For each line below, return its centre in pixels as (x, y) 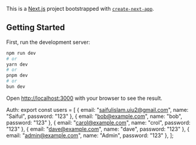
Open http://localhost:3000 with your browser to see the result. (85, 98)
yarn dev (17, 64)
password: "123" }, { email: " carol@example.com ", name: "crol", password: (98, 122)
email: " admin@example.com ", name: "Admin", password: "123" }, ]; (90, 135)
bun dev (16, 87)
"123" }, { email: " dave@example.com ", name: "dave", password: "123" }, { (98, 129)
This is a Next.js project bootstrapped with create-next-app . (80, 9)
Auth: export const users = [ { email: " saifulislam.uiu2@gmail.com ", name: (97, 110)
